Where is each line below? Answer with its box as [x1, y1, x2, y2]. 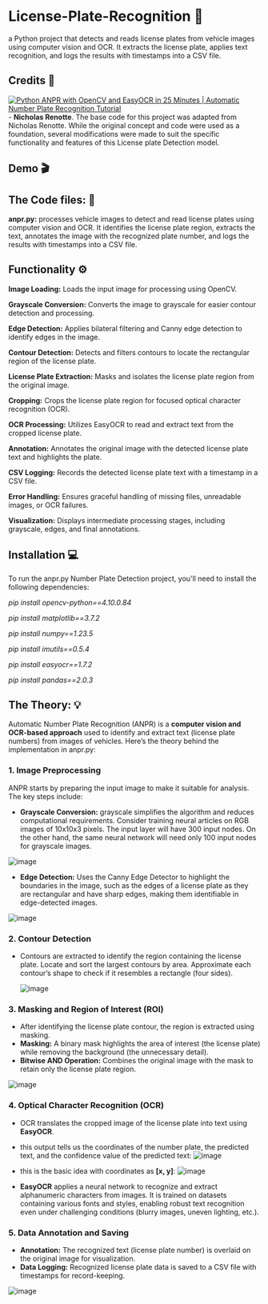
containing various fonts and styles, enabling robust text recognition [19, 1198, 246, 1208]
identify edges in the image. [8, 332, 101, 342]
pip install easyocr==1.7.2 [8, 659, 93, 669]
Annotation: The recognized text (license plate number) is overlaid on [19, 1245, 251, 1254]
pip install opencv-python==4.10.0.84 [8, 598, 132, 607]
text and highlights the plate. [8, 452, 102, 462]
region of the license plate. [8, 356, 97, 366]
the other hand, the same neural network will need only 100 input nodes [19, 832, 257, 842]
